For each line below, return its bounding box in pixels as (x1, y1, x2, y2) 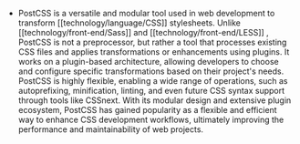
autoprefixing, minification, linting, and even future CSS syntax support (17, 86, 285, 96)
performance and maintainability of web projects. (17, 124, 203, 135)
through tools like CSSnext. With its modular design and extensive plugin (17, 95, 292, 106)
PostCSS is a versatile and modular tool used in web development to (17, 8, 275, 18)
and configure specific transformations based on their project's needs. (17, 66, 284, 77)
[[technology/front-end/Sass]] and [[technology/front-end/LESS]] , (17, 27, 269, 37)
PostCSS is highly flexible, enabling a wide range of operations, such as (17, 76, 288, 86)
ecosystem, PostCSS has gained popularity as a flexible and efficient (17, 105, 277, 115)
